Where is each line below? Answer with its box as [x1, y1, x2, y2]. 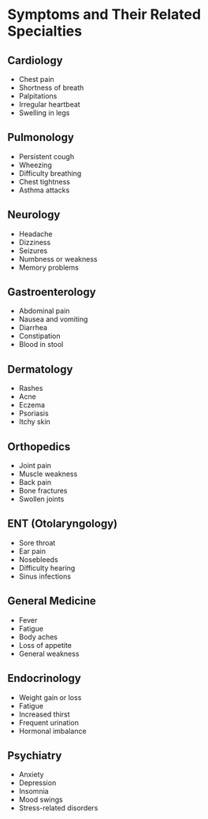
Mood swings [18, 795, 64, 805]
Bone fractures [18, 486, 68, 496]
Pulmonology [7, 131, 74, 144]
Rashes [18, 384, 43, 393]
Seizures [18, 246, 48, 255]
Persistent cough [18, 151, 75, 161]
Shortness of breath [18, 83, 84, 92]
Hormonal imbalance [18, 726, 87, 735]
